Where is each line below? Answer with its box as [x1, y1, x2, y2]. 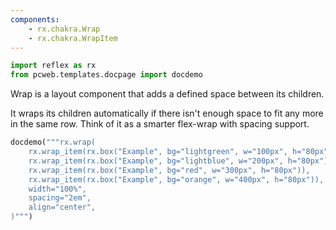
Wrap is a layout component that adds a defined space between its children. [10, 88, 325, 100]
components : [10, 14, 60, 25]
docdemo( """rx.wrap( [10, 137, 97, 148]
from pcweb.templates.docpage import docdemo [10, 70, 203, 80]
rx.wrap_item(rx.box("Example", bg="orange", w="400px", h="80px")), [28, 174, 325, 185]
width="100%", [28, 184, 87, 194]
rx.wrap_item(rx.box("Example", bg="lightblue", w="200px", [28, 156, 284, 166]
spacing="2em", [28, 193, 92, 203]
